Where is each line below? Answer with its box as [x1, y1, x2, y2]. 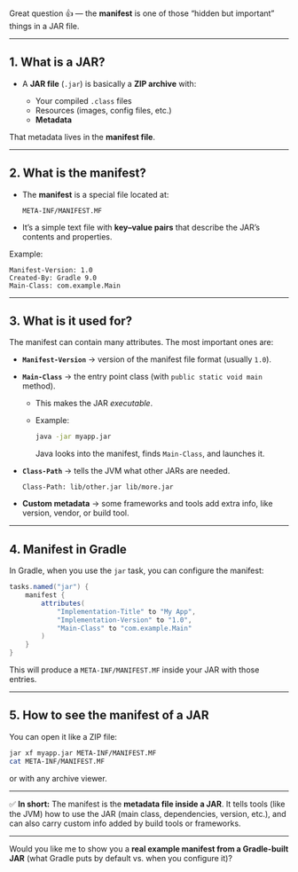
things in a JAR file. [9, 21, 80, 31]
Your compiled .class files [35, 95, 132, 106]
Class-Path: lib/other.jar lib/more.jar [21, 483, 174, 491]
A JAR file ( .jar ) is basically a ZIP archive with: [21, 78, 197, 89]
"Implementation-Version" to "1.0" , [56, 616, 192, 625]
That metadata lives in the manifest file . [9, 131, 155, 142]
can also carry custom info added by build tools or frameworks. [9, 818, 241, 829]
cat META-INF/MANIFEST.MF [9, 757, 105, 766]
